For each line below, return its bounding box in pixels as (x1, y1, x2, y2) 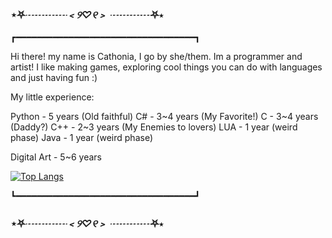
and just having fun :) (10, 72, 98, 84)
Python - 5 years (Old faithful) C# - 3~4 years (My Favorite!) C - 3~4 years (10, 111, 319, 123)
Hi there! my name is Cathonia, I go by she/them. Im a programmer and (10, 51, 303, 63)
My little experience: (10, 91, 95, 103)
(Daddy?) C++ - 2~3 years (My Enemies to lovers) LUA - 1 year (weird (10, 121, 298, 133)
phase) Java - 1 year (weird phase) (10, 132, 153, 144)
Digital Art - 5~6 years (10, 151, 102, 163)
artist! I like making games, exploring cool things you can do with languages (10, 61, 323, 73)
